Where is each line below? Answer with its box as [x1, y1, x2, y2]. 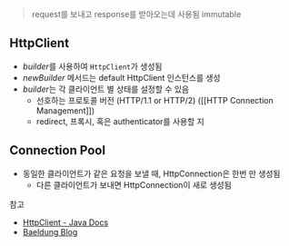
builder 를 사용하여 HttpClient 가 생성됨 [22, 61, 163, 72]
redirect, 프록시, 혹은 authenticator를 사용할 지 [35, 115, 204, 126]
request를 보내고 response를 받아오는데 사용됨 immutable [31, 9, 242, 19]
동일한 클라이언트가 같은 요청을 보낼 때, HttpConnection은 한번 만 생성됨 [22, 168, 281, 179]
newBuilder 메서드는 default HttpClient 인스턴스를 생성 [22, 72, 221, 83]
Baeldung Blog [22, 226, 78, 237]
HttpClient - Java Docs [22, 217, 109, 228]
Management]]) [35, 104, 95, 116]
